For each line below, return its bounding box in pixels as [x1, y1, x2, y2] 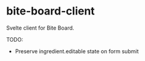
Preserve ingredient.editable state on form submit [14, 47, 139, 55]
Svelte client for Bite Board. [6, 24, 74, 31]
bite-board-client [6, 4, 95, 18]
